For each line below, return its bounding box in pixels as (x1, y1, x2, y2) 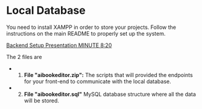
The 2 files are (6, 53, 42, 60)
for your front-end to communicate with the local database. (24, 78, 172, 85)
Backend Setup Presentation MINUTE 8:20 (6, 42, 112, 49)
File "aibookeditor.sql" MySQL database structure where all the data (24, 90, 196, 98)
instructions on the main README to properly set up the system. (6, 30, 166, 37)
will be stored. (24, 97, 59, 104)
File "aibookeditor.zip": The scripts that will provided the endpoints (24, 71, 193, 78)
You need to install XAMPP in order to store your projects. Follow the (6, 23, 177, 31)
